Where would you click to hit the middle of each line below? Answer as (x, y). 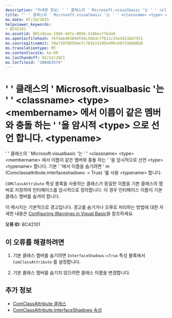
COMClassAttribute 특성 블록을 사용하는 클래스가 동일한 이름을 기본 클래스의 (81, 184)
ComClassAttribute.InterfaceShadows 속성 (57, 310)
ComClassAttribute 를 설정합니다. (47, 262)
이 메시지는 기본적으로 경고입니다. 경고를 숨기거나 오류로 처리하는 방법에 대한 (82, 207)
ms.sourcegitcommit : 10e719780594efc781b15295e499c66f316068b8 (74, 43)
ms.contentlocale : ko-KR (32, 53)
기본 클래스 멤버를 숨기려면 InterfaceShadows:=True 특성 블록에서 (79, 255)
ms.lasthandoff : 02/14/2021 (35, 58)
